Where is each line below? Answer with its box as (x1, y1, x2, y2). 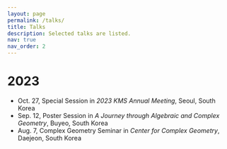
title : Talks (7, 23, 46, 30)
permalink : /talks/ (7, 17, 65, 24)
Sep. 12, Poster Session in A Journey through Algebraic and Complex (17, 111, 220, 119)
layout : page (7, 10, 46, 18)
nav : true (7, 37, 37, 44)
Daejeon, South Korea (17, 134, 82, 142)
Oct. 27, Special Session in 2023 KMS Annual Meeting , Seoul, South (17, 96, 216, 105)
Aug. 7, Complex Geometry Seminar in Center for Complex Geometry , (17, 126, 220, 134)
